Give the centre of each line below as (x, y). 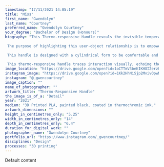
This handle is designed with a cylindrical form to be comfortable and (83, 55)
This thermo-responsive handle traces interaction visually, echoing (79, 64)
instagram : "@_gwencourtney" (35, 78)
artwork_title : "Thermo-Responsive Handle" (50, 92)
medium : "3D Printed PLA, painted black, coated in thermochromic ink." (81, 105)
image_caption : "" (24, 82)
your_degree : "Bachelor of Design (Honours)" (52, 32)
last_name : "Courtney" (28, 23)
